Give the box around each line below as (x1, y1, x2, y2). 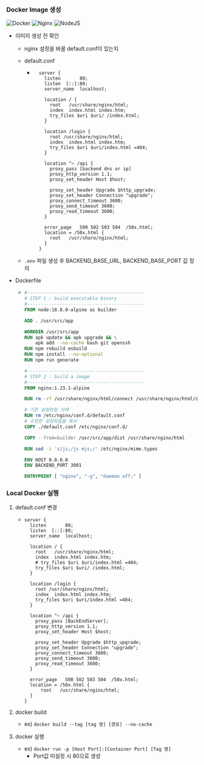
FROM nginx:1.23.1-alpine (24, 385, 90, 391)
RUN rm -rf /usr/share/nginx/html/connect (24, 396, 134, 402)
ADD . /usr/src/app (24, 317, 74, 324)
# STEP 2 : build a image (24, 373, 90, 379)
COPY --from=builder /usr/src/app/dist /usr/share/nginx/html (24, 435, 185, 441)
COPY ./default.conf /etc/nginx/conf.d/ (24, 424, 128, 430)
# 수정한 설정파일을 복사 (24, 418, 77, 424)
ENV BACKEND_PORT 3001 (24, 462, 82, 469)
